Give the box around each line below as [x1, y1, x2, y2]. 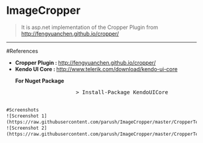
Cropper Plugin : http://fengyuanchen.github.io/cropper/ [14, 59, 156, 66]
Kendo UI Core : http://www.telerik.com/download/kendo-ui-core [14, 65, 178, 72]
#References [6, 47, 38, 54]
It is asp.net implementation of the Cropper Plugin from [21, 24, 158, 31]
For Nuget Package [14, 77, 65, 84]
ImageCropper [6, 4, 81, 17]
